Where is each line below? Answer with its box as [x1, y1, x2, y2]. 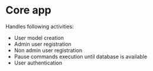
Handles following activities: [5, 23, 74, 30]
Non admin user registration [14, 46, 83, 53]
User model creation [14, 34, 64, 41]
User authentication [14, 59, 63, 66]
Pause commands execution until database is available [14, 53, 148, 60]
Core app [5, 4, 51, 17]
